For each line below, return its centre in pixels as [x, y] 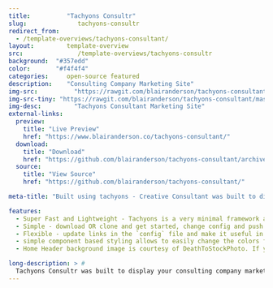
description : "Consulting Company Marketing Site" [102, 84]
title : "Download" [54, 152]
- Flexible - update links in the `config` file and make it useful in [140, 234]
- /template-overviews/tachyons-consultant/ [92, 39]
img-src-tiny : [32, 99]
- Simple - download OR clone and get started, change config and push [140, 226]
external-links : [36, 114]
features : [25, 211]
